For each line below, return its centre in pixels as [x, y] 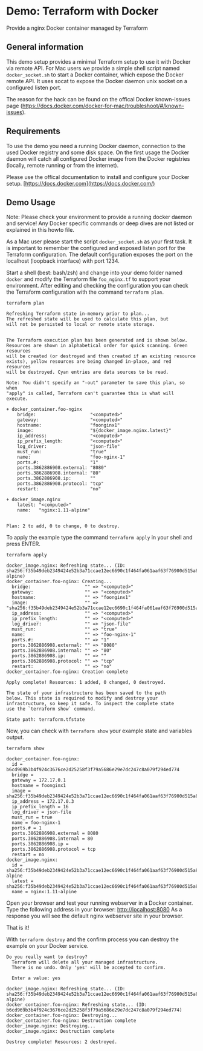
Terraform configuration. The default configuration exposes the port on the [100, 255]
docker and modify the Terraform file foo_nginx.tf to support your [89, 279]
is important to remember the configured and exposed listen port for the [96, 248]
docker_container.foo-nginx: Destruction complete [71, 1021]
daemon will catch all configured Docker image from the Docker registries [98, 158]
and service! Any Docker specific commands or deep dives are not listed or [100, 223]
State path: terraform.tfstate [46, 720]
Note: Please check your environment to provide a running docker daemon [99, 217]
